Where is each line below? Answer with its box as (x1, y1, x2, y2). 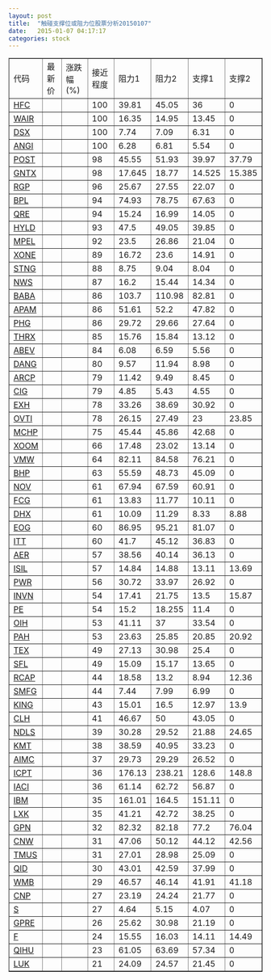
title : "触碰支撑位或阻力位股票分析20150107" (8, 19, 152, 27)
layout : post (8, 11, 52, 20)
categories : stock (8, 34, 70, 43)
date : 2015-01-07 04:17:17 (8, 27, 106, 35)
